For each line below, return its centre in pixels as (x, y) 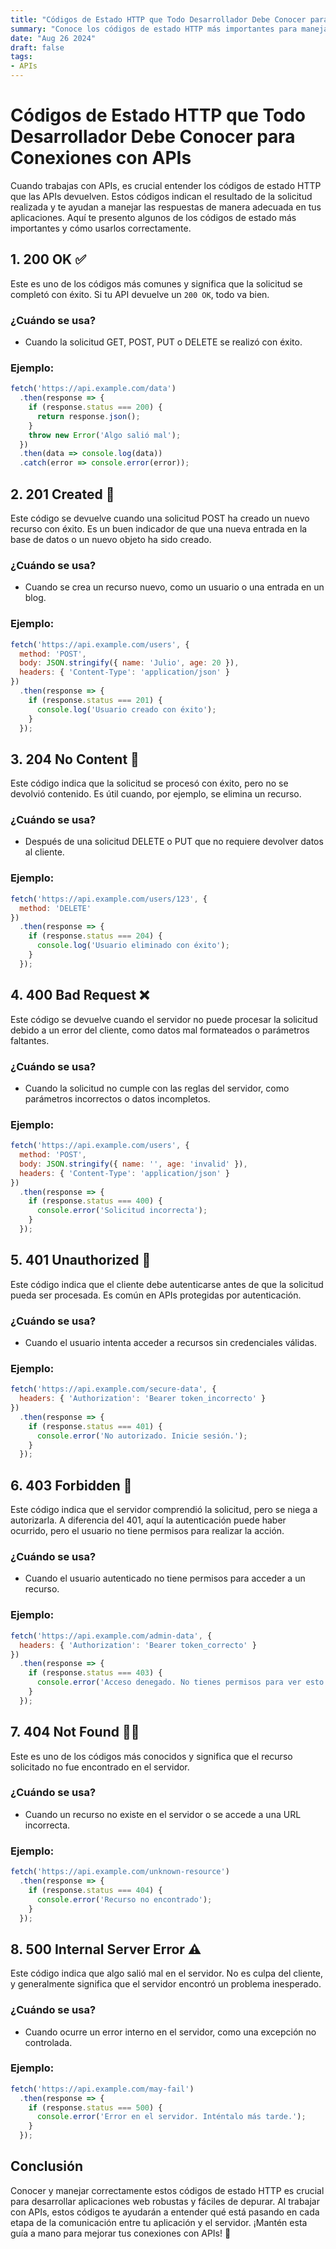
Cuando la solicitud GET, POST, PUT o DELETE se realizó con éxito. (163, 342)
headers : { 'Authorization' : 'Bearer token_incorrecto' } (143, 1399)
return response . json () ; (88, 416)
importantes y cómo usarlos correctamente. (101, 228)
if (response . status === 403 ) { (95, 1673)
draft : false (37, 47)
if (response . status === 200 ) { (95, 407)
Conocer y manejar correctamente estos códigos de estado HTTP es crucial (167, 2190)
